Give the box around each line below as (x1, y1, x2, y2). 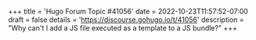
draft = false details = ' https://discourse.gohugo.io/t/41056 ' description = (8, 15, 244, 24)
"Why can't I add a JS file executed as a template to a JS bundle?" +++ (8, 24, 237, 32)
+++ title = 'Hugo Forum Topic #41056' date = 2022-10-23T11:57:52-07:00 (8, 7, 249, 16)
